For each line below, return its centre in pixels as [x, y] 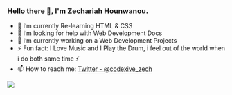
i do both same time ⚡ [48, 59]
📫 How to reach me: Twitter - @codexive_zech [84, 69]
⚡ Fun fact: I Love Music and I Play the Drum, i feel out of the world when [121, 48]
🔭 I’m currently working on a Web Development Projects [97, 41]
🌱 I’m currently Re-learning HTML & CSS [75, 26]
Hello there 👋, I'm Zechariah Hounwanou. [78, 11]
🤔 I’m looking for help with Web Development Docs [90, 33]
